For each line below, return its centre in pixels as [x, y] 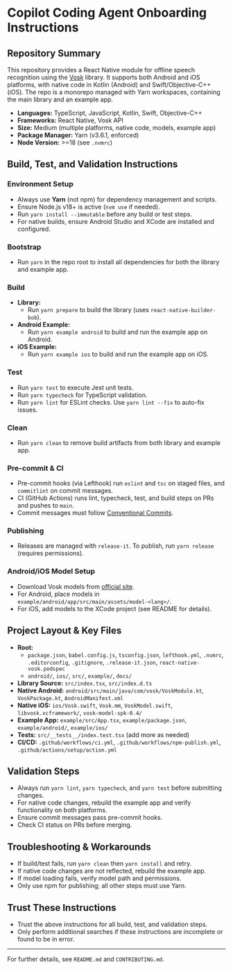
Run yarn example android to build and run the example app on [118, 332]
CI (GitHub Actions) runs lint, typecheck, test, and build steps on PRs [115, 498]
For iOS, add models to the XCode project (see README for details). [114, 608]
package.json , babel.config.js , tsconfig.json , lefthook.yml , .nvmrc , [126, 654]
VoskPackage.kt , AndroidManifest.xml [70, 697]
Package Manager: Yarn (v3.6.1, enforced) [78, 135]
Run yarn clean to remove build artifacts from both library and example [119, 442]
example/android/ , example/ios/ [63, 727]
